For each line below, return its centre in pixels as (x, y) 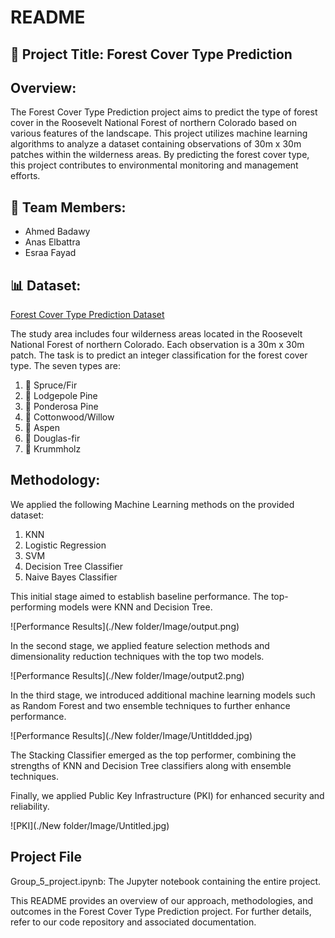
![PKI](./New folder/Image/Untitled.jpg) (90, 825)
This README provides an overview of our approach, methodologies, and (161, 900)
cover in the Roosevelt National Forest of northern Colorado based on (153, 123)
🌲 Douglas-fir (52, 438)
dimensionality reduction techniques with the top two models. (137, 656)
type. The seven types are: (65, 366)
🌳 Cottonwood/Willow (69, 417)
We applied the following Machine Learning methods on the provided (152, 504)
